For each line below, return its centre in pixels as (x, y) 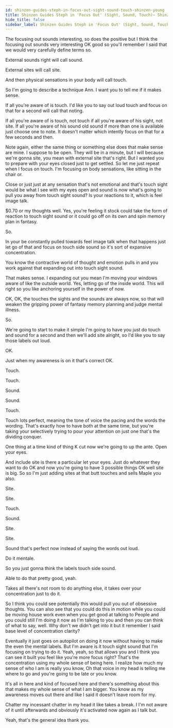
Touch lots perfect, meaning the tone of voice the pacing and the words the (85, 420)
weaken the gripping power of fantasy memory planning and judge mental (84, 305)
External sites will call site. (33, 70)
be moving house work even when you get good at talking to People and (82, 615)
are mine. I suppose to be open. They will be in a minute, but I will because (84, 153)
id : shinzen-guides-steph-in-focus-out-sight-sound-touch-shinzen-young (85, 10)
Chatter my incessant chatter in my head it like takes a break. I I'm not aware (86, 705)
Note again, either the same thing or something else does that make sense (84, 147)
